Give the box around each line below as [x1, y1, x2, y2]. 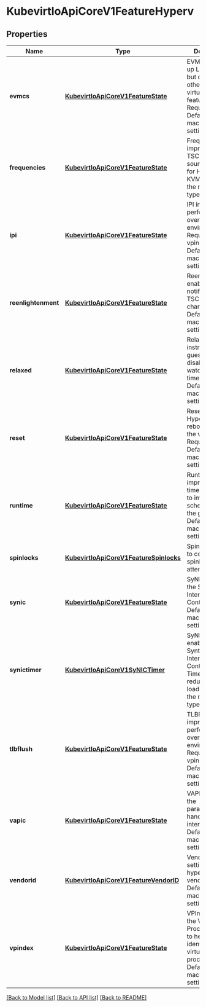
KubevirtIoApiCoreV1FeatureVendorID [65, 876, 180, 884]
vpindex [9, 944, 34, 952]
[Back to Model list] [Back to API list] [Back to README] [6, 994, 147, 1001]
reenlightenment [9, 299, 59, 307]
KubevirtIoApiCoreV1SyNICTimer [65, 665, 166, 674]
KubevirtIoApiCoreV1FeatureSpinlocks [65, 554, 181, 562]
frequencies [9, 163, 46, 171]
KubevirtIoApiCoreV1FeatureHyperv [6, 4, 194, 18]
